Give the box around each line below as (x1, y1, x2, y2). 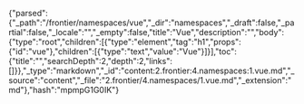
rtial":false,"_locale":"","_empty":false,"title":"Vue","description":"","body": (8, 27, 285, 37)
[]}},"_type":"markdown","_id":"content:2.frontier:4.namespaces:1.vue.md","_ (8, 65, 295, 76)
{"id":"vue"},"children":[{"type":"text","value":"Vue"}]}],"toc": (8, 46, 237, 57)
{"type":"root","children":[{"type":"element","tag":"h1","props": (8, 36, 241, 47)
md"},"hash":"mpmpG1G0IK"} (8, 85, 120, 95)
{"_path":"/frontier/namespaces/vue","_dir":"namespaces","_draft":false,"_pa (8, 17, 295, 28)
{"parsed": (8, 8, 49, 18)
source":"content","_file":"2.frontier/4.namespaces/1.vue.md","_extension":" (8, 75, 292, 85)
